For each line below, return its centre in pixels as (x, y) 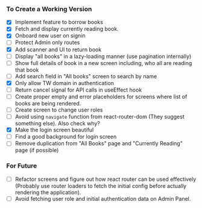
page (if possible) (37, 150)
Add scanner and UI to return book (58, 49)
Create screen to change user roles (59, 110)
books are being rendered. (48, 103)
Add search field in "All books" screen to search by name (86, 76)
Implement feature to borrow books (59, 22)
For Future (22, 166)
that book (27, 70)
